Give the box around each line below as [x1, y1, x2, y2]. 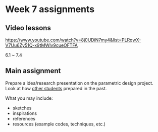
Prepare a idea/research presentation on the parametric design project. [5, 80, 153, 86]
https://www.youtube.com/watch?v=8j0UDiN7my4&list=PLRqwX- [5, 37, 141, 43]
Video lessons [5, 24, 51, 32]
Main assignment [5, 67, 61, 75]
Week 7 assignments [5, 4, 95, 15]
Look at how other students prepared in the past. [5, 85, 107, 91]
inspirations [12, 110, 37, 116]
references [12, 115, 35, 121]
